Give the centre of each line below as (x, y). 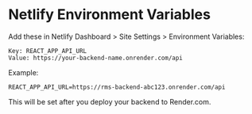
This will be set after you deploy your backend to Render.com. (110, 101)
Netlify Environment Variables (109, 15)
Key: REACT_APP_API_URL (48, 51)
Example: (23, 72)
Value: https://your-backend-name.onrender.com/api (95, 58)
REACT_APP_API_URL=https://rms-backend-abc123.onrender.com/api (117, 87)
